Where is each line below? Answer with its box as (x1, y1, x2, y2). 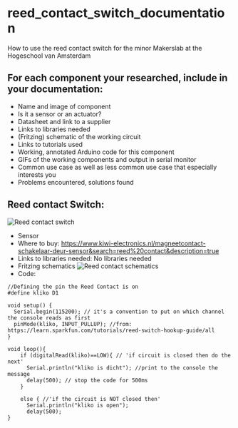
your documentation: (7, 83, 103, 96)
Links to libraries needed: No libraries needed (17, 254, 152, 263)
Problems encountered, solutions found (17, 178, 134, 186)
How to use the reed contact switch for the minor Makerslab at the (7, 44, 202, 52)
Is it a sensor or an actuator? (17, 109, 102, 118)
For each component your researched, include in (7, 72, 228, 84)
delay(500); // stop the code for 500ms (26, 377, 148, 384)
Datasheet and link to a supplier (17, 117, 111, 126)
